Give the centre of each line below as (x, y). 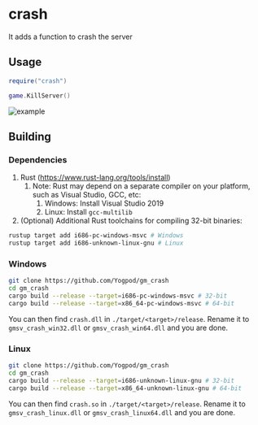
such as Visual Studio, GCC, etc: (87, 195)
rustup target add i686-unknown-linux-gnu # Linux (96, 243)
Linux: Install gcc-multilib (88, 212)
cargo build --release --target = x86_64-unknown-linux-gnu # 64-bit (125, 388)
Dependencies (38, 159)
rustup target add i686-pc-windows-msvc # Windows (96, 236)
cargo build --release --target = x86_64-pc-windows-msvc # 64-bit (121, 303)
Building (30, 136)
